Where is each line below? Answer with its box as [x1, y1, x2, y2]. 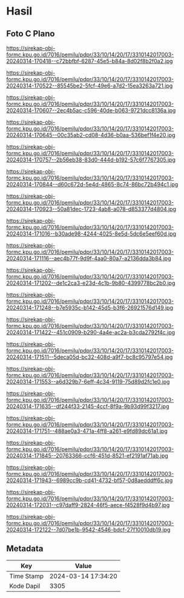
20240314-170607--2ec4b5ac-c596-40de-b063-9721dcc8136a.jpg [6, 107, 176, 114]
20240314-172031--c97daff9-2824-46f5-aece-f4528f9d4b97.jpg [6, 501, 170, 508]
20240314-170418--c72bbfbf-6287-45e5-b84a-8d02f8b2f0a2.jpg [6, 58, 173, 64]
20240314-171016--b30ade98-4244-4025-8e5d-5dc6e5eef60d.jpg [6, 230, 177, 237]
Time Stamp [9, 572, 44, 580]
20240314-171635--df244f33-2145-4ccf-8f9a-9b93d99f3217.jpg [6, 403, 169, 410]
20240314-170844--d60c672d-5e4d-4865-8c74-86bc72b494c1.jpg [6, 181, 179, 188]
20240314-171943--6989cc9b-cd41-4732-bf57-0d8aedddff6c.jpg [6, 477, 173, 484]
